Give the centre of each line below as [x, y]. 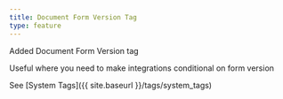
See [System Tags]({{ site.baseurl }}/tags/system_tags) [110, 85]
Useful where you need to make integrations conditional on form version [141, 68]
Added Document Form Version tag [74, 50]
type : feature [36, 26]
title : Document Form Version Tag [73, 17]
